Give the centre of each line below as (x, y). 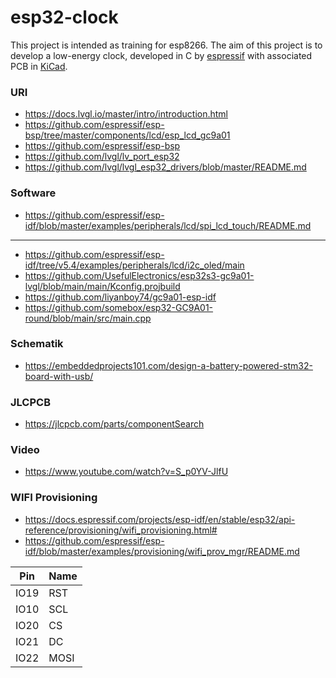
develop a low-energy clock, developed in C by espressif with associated (161, 55)
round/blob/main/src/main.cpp (88, 318)
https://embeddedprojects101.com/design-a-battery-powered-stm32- (168, 365)
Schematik (37, 344)
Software (33, 193)
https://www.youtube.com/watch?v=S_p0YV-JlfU (126, 472)
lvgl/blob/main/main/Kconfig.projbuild (102, 286)
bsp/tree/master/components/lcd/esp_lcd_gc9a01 (127, 135)
